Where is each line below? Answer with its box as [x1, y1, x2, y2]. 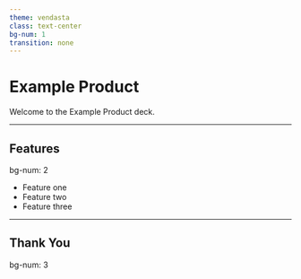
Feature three [21, 201, 73, 212]
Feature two [21, 192, 67, 202]
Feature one [21, 182, 67, 193]
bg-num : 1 [9, 30, 47, 39]
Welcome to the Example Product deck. [9, 107, 155, 118]
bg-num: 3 [9, 259, 49, 270]
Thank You [9, 235, 71, 251]
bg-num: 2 [9, 165, 48, 175]
